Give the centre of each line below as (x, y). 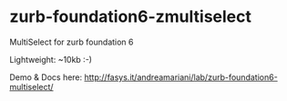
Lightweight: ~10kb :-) (51, 59)
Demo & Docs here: (46, 77)
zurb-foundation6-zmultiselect (131, 17)
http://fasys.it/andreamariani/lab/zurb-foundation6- (181, 77)
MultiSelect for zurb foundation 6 (72, 42)
